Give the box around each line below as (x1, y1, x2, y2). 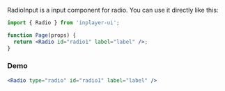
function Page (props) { (7, 31, 77, 39)
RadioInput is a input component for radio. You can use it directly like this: (7, 6, 219, 14)
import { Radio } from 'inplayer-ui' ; (7, 19, 120, 26)
